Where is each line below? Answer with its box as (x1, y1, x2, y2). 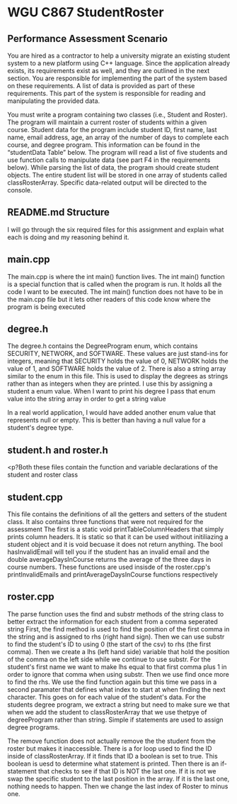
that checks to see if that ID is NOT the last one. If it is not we (37, 766, 216, 775)
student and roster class (7, 470, 79, 479)
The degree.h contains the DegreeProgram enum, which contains (7, 342, 198, 350)
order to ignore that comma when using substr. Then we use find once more (7, 670, 230, 678)
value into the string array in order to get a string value (7, 395, 166, 403)
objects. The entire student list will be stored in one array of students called (7, 171, 228, 179)
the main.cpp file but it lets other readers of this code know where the (7, 295, 211, 303)
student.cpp (7, 491, 63, 503)
